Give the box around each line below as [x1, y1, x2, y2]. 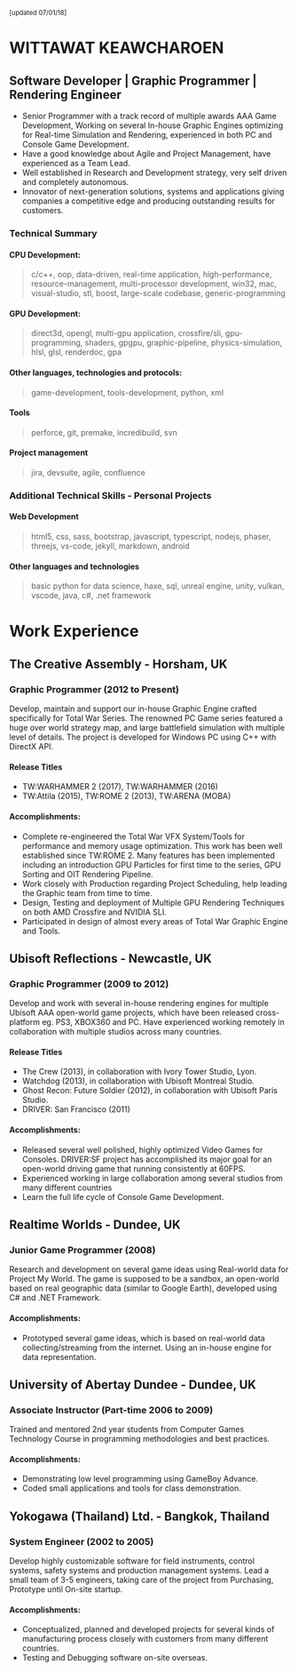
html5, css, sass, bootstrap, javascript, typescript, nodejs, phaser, [30, 532, 272, 542]
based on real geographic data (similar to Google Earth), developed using [9, 1283, 278, 1293]
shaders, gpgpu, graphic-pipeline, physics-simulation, [84, 338, 283, 348]
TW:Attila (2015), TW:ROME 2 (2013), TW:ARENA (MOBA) [21, 791, 231, 802]
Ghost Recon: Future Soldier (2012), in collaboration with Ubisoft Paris [21, 1085, 278, 1096]
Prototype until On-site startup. [9, 1584, 123, 1595]
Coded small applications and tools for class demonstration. [21, 1483, 242, 1493]
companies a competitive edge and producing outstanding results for [21, 196, 275, 206]
